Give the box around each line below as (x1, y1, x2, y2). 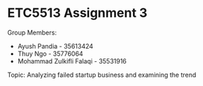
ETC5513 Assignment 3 (7, 5, 148, 21)
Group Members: (7, 28, 57, 37)
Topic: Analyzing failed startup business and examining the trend (7, 70, 197, 79)
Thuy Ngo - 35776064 (17, 49, 83, 58)
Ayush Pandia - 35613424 (17, 42, 93, 50)
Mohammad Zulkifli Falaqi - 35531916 (17, 56, 127, 65)
